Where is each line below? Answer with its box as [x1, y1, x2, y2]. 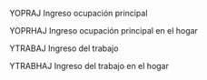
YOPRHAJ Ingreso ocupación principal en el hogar [9, 25, 198, 35]
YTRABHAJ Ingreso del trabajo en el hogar [9, 61, 170, 71]
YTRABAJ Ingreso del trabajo [9, 43, 119, 54]
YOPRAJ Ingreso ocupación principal [9, 8, 148, 18]
